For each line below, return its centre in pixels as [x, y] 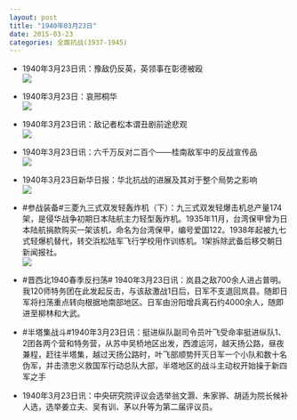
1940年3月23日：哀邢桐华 [69, 97]
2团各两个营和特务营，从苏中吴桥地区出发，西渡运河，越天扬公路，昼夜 [153, 343]
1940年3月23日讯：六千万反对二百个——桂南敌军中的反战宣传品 [140, 152]
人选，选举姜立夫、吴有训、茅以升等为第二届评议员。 [120, 407]
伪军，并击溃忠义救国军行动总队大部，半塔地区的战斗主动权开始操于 [147, 366]
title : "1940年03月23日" [53, 26]
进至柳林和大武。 [53, 313]
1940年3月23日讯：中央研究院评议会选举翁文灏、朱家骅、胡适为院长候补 [155, 396]
